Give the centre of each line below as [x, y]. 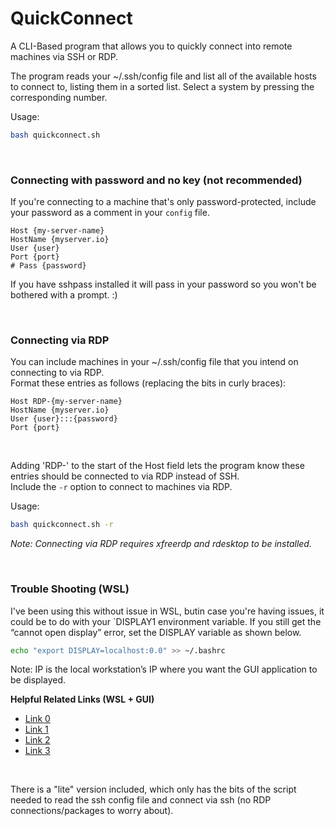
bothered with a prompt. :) [64, 295]
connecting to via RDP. [57, 373]
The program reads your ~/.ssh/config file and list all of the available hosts [163, 76]
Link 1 [36, 729]
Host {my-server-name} [57, 231]
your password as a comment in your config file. [110, 213]
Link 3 [37, 751]
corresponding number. [59, 97]
